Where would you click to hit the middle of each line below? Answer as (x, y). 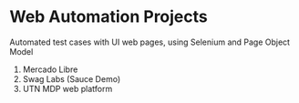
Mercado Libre (50, 69)
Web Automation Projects (108, 17)
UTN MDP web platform (67, 88)
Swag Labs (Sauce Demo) (72, 78)
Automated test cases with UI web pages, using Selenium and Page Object (149, 42)
